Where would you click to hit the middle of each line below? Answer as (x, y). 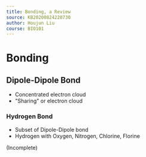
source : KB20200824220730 (38, 17)
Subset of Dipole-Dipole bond (51, 129)
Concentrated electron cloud (50, 95)
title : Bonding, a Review (38, 12)
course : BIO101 (25, 28)
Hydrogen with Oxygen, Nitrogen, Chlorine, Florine (77, 136)
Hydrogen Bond (30, 116)
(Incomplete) (22, 147)
